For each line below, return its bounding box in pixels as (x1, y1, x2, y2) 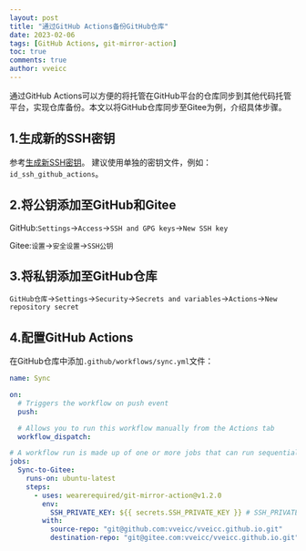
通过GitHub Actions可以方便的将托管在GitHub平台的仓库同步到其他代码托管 (9, 90, 291, 101)
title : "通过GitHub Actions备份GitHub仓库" (9, 22, 168, 31)
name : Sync (9, 374, 51, 383)
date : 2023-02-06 (9, 30, 76, 39)
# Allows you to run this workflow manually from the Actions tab (17, 423, 275, 433)
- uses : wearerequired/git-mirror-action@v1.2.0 (33, 491, 222, 500)
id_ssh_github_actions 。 (9, 168, 104, 179)
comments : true (9, 56, 67, 65)
